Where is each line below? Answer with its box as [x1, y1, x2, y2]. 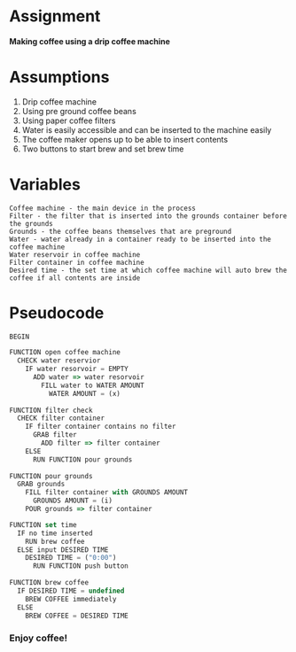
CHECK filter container [17, 414, 105, 423]
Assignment [9, 6, 101, 27]
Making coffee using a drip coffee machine [9, 35, 171, 46]
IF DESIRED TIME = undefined [17, 586, 125, 595]
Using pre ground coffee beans [21, 105, 137, 116]
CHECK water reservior [17, 356, 101, 365]
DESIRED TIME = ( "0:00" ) [25, 554, 117, 563]
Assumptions [9, 66, 110, 87]
